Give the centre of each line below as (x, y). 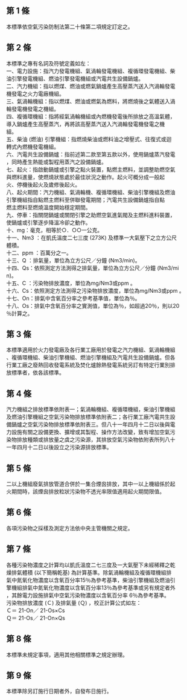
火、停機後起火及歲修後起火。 (43, 184)
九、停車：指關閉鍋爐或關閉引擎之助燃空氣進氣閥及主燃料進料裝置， (91, 215)
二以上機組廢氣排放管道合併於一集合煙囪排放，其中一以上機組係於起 (91, 484)
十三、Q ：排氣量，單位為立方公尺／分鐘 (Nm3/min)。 (73, 260)
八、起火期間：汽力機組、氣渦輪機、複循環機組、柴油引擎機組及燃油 (91, 192)
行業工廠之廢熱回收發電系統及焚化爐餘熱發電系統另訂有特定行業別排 (91, 365)
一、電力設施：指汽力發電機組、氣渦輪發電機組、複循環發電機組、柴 (91, 71)
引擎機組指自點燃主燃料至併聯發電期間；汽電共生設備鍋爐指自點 (85, 199)
